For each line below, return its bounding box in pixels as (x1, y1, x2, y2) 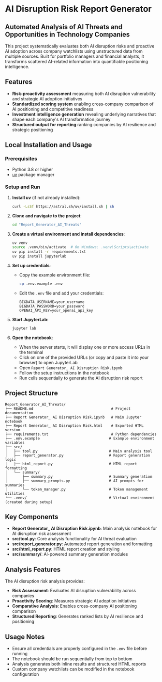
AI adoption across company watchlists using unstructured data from (5, 49, 143, 54)
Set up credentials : (12, 263, 51, 269)
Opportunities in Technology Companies (5, 30, 130, 38)
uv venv (12, 240, 28, 245)
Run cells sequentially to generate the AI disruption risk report (19, 375, 143, 381)
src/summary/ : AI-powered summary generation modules (12, 552, 128, 557)
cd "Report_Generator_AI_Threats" (12, 222, 82, 227)
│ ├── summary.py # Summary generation (5, 474, 152, 479)
